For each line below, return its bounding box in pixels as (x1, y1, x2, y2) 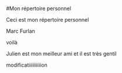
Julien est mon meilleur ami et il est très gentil (6, 50, 117, 57)
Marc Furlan (6, 27, 35, 34)
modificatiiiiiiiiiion (6, 61, 48, 68)
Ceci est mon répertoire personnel (6, 16, 89, 23)
